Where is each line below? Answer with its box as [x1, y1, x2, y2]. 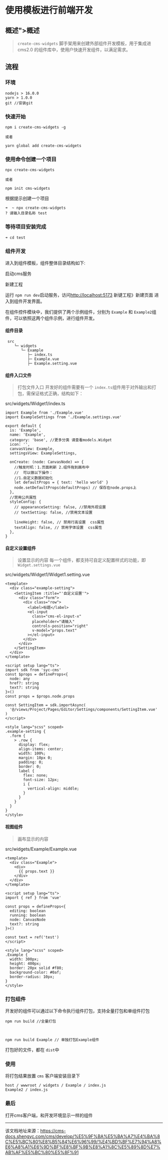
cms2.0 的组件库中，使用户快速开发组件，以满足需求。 [17, 47, 131, 53]
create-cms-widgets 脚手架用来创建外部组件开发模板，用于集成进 [17, 41, 151, 46]
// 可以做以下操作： [14, 470, 53, 475]
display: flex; [18, 742, 50, 747]
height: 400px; [9, 961, 41, 966]
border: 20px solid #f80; [9, 965, 64, 970]
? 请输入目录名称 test [5, 211, 47, 216]
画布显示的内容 [17, 836, 48, 842]
